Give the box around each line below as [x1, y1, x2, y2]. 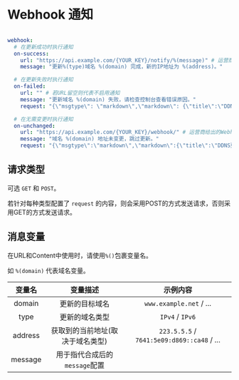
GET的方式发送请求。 [13, 207, 76, 216]
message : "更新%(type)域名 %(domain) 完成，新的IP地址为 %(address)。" [20, 63, 223, 71]
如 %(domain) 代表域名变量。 [7, 266, 90, 274]
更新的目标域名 [59, 299, 110, 309]
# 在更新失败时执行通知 [14, 76, 73, 83]
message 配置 [64, 360, 105, 370]
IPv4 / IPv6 [159, 312, 196, 322]
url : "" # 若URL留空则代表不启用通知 [20, 90, 120, 97]
